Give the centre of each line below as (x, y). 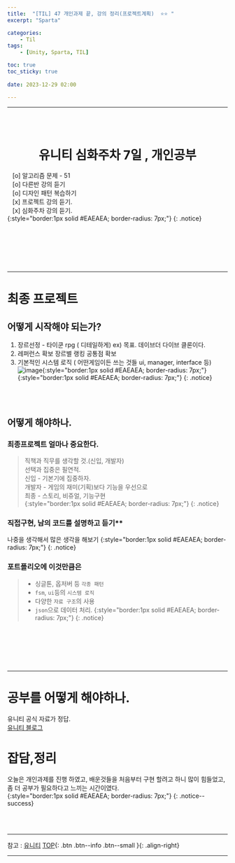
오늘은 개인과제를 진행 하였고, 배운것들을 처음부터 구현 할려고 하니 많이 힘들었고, (116, 779)
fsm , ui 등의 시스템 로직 (64, 592)
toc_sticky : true (33, 71)
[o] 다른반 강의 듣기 (39, 184)
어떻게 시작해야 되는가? (54, 327)
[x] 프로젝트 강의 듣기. (42, 202)
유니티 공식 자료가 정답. (39, 719)
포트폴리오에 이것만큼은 (44, 567)
